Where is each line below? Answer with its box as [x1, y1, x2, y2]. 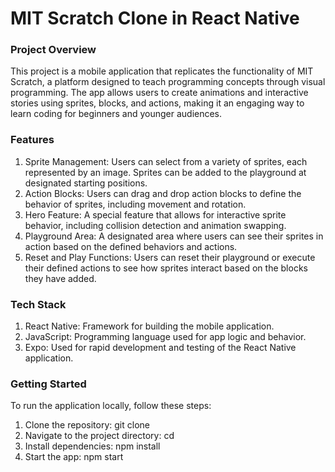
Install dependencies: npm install [24, 440, 161, 452]
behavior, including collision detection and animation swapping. [24, 219, 287, 231]
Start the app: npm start [24, 451, 124, 463]
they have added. [24, 272, 97, 284]
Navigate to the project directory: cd [24, 430, 175, 442]
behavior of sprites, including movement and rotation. [24, 198, 247, 210]
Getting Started [10, 377, 87, 391]
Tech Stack [10, 297, 67, 311]
